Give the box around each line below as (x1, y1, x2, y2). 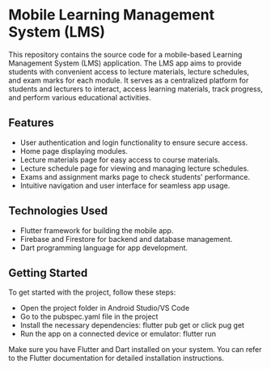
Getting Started (8, 265, 88, 280)
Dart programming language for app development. (19, 243, 188, 252)
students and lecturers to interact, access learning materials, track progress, (8, 83, 263, 94)
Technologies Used (8, 204, 108, 218)
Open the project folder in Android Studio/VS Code (19, 303, 190, 313)
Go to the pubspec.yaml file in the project (19, 312, 159, 321)
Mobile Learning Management (8, 6, 215, 24)
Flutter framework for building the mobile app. (19, 225, 174, 235)
